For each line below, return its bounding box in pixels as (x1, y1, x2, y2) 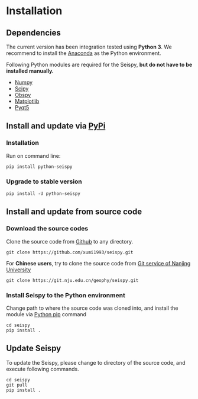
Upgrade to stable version (6, 177, 83, 186)
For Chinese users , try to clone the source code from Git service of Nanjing (6, 259, 191, 267)
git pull (6, 382, 28, 388)
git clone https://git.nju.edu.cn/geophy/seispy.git (6, 277, 139, 283)
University (6, 266, 31, 273)
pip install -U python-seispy (6, 190, 81, 196)
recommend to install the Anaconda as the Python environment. (6, 50, 161, 57)
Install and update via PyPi (6, 121, 106, 131)
